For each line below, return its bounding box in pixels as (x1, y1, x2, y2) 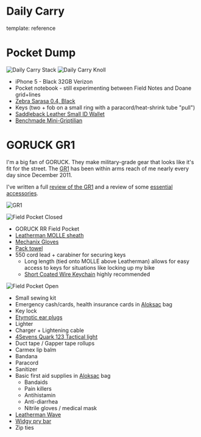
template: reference (6, 24, 56, 32)
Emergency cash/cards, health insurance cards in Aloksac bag (15, 300, 172, 308)
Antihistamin (24, 391, 56, 399)
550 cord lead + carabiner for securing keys (15, 251, 126, 258)
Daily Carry (6, 4, 65, 18)
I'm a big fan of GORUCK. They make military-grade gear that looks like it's (6, 158, 194, 165)
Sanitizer (15, 365, 38, 373)
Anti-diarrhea (24, 398, 58, 405)
